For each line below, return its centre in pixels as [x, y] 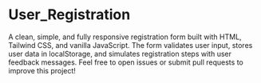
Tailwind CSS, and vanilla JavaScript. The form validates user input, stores [130, 45]
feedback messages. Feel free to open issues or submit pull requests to [126, 62]
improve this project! [42, 70]
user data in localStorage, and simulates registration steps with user [120, 53]
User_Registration [69, 15]
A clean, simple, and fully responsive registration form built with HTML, [125, 37]
